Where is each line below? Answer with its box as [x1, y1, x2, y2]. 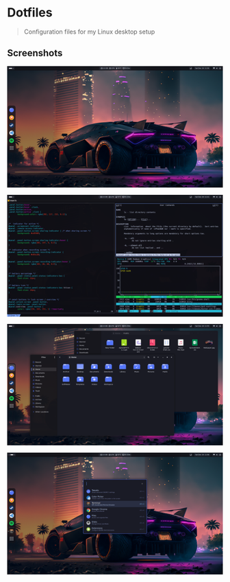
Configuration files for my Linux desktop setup [23, 27, 155, 36]
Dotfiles [7, 5, 53, 21]
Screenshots [7, 47, 63, 59]
